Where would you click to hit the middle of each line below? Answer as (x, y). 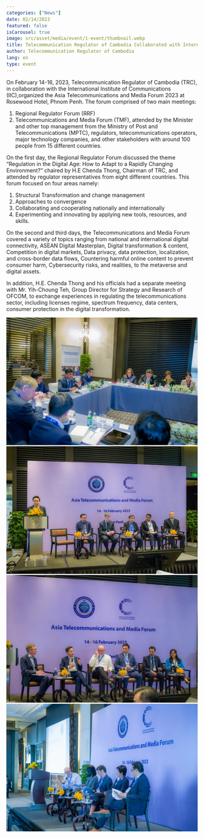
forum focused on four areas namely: (53, 183)
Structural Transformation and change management (80, 195)
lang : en (17, 58)
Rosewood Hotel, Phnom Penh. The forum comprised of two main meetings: (101, 101)
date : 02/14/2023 (28, 19)
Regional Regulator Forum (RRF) (55, 113)
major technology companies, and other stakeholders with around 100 (103, 139)
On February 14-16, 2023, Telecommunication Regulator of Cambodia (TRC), (102, 82)
